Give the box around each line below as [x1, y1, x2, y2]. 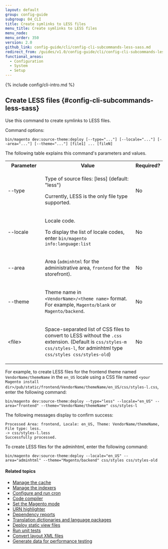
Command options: [5, 127, 44, 133]
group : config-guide [5, 12, 48, 17]
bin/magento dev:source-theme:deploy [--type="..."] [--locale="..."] [5, 136, 155, 142]
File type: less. [5, 426, 41, 431]
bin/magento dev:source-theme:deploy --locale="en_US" [5, 453, 122, 458]
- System [9, 63, 28, 68]
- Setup [9, 68, 26, 73]
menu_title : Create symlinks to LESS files [5, 26, 97, 31]
